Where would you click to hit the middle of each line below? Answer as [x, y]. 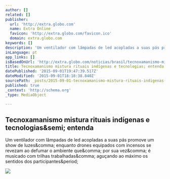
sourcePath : [18, 81]
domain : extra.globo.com [36, 39]
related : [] [18, 15]
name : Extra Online [30, 29]
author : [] [17, 10]
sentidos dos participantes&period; [42, 162]
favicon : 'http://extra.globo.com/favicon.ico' [61, 33]
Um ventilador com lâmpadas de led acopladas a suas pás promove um [80, 140]
